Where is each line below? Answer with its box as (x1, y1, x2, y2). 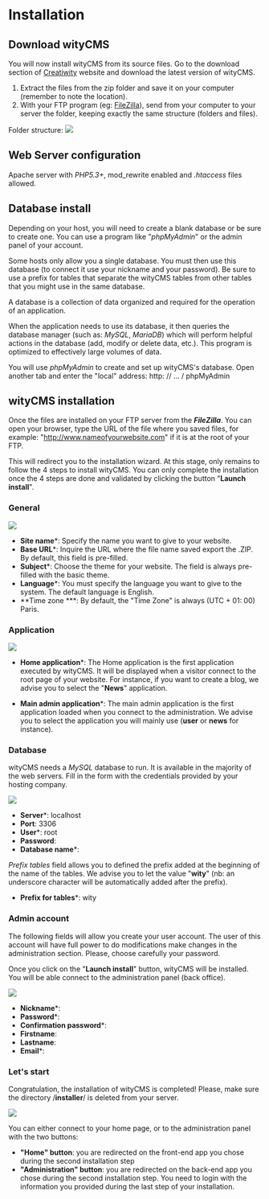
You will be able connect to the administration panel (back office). (8, 972, 226, 982)
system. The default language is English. (19, 587, 155, 597)
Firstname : (19, 1029, 58, 1038)
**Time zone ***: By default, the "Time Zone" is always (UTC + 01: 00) (19, 595, 255, 605)
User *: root (19, 827, 58, 837)
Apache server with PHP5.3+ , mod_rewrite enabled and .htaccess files (8, 170, 243, 179)
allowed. (8, 179, 36, 188)
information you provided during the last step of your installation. (19, 1181, 235, 1191)
